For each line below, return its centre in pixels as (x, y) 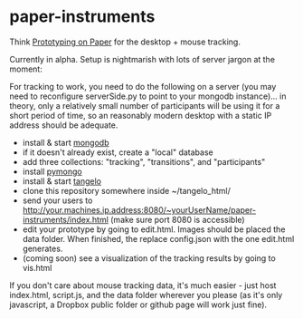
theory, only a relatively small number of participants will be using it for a (145, 105)
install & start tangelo (62, 181)
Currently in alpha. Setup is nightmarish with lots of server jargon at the (142, 59)
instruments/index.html (65, 219)
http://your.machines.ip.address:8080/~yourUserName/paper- (139, 209)
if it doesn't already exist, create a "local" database (118, 152)
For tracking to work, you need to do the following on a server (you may (143, 86)
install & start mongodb (66, 142)
